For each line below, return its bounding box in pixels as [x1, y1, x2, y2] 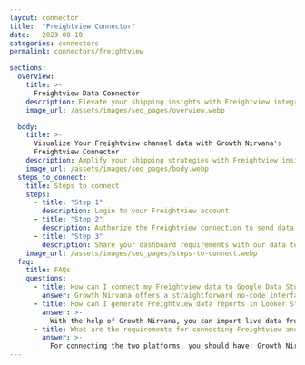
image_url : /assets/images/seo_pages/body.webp [25, 164, 209, 173]
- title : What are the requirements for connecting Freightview [33, 324, 282, 334]
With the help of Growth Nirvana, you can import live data [49, 316, 282, 325]
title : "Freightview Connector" [9, 22, 136, 31]
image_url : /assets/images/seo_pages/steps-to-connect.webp [25, 249, 258, 258]
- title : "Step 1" [33, 198, 103, 207]
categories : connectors [9, 38, 100, 48]
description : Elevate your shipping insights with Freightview [25, 97, 271, 106]
